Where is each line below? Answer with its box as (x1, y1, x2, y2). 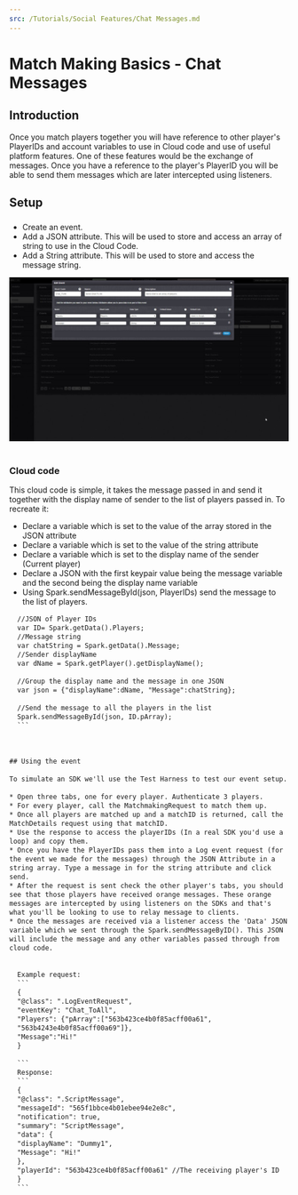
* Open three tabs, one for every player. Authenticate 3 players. (9, 792, 264, 802)
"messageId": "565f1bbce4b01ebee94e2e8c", (17, 1103, 176, 1113)
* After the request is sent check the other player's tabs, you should (9, 881, 284, 891)
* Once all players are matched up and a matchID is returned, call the (9, 810, 284, 820)
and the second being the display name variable (21, 578, 198, 589)
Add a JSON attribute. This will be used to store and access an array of (21, 231, 282, 242)
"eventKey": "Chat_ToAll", (17, 1006, 117, 1015)
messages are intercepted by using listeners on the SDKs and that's (9, 899, 272, 909)
